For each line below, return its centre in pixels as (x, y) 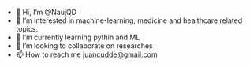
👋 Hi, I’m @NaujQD (46, 12)
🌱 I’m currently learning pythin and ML (78, 37)
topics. (27, 29)
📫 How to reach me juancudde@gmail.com (86, 54)
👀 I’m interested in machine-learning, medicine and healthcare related (129, 20)
